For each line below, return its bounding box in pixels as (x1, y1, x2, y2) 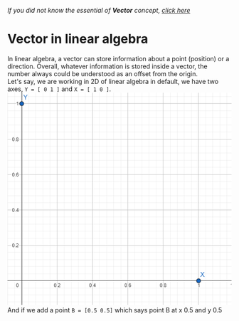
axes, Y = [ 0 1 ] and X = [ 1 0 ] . (7, 85, 112, 93)
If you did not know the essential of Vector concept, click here (7, 6, 191, 14)
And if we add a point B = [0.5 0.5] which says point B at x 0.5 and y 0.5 (7, 305, 223, 314)
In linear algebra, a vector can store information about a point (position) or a (7, 54, 230, 63)
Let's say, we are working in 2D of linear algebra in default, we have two (7, 77, 219, 85)
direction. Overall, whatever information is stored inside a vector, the (7, 62, 208, 70)
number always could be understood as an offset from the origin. (7, 69, 198, 78)
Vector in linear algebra (7, 31, 149, 47)
